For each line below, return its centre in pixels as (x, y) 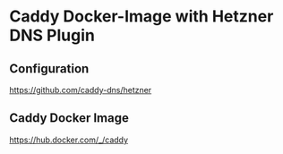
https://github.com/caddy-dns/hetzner (81, 90)
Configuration (49, 68)
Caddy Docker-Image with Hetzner (141, 17)
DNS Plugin (52, 35)
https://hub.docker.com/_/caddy (69, 140)
